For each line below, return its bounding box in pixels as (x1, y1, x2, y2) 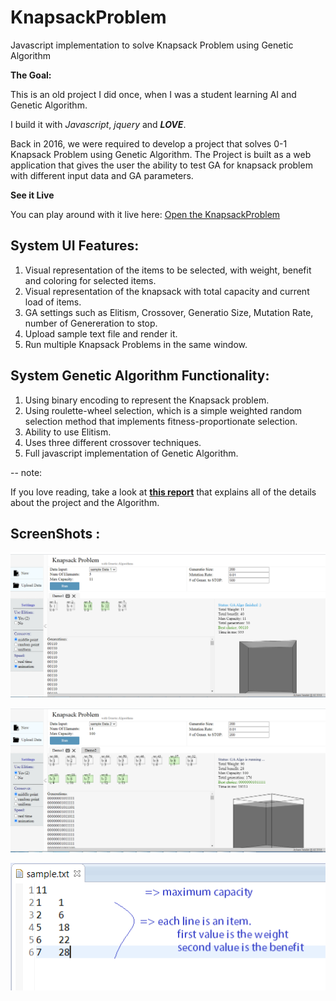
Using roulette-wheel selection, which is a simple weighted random (24, 404, 303, 416)
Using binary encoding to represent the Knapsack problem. (24, 394, 270, 406)
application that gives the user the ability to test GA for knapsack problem (10, 159, 313, 171)
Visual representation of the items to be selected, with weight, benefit (24, 264, 312, 276)
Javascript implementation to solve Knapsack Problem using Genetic (10, 39, 294, 51)
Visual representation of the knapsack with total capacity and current (24, 285, 310, 297)
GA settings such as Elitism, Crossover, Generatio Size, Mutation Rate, (24, 306, 314, 318)
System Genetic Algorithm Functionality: (10, 367, 270, 385)
